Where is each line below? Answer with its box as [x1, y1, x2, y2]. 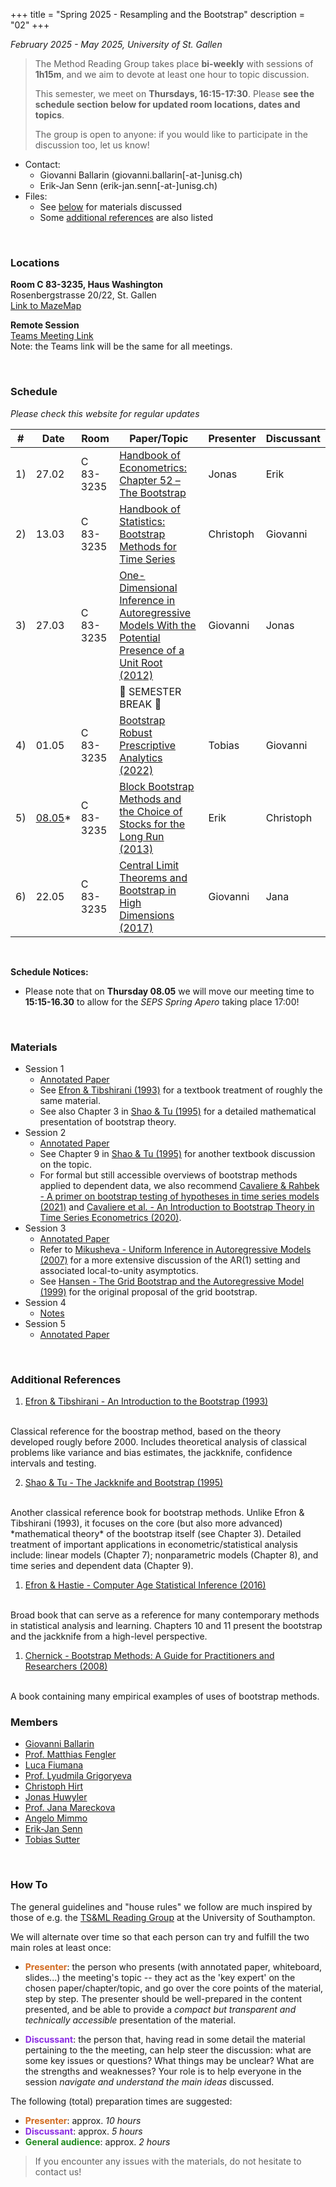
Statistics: [119, 514, 166, 528]
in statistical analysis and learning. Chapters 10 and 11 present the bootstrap [10, 1620, 323, 1632]
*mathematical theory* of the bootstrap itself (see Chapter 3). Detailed [10, 1528, 302, 1540]
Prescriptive [119, 738, 177, 752]
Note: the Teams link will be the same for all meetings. [10, 340, 233, 353]
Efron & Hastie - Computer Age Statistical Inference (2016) [24, 1579, 267, 1591]
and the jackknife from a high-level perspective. [10, 1630, 208, 1643]
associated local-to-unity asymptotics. [39, 1264, 199, 1276]
